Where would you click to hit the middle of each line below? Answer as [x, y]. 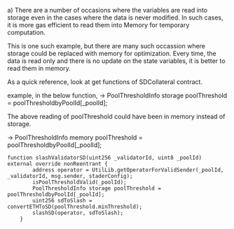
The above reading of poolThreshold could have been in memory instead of [116, 116]
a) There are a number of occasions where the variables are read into [108, 10]
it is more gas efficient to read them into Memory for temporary [98, 25]
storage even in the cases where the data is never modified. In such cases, [115, 18]
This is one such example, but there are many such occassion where [106, 46]
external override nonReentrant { [58, 164]
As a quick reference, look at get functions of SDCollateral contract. [105, 82]
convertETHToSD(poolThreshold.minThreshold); [75, 207]
